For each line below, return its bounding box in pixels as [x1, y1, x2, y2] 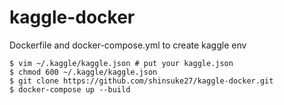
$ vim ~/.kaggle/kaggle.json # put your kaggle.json [9, 58, 234, 68]
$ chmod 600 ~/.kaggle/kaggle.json [9, 67, 158, 77]
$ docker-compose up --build [9, 84, 131, 95]
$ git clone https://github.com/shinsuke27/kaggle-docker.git [9, 76, 274, 86]
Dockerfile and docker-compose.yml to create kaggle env [9, 39, 247, 51]
